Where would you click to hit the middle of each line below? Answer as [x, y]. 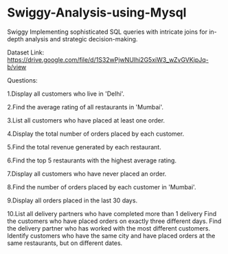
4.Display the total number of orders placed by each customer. [95, 134]
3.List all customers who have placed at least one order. [86, 120]
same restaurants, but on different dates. [65, 243]
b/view [17, 67]
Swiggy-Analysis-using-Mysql [97, 13]
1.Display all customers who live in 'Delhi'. [66, 94]
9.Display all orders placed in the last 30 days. [72, 200]
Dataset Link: [26, 52]
